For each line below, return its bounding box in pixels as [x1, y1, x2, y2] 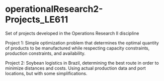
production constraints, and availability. [5, 50, 86, 56]
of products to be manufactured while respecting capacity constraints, [5, 45, 150, 51]
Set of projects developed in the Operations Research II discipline [5, 30, 139, 36]
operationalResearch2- [5, 3, 103, 15]
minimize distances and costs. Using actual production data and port [5, 65, 146, 71]
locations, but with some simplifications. [5, 70, 87, 76]
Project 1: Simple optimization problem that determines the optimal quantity [5, 40, 159, 45]
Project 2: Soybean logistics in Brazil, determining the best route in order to [5, 60, 159, 66]
